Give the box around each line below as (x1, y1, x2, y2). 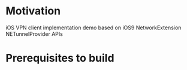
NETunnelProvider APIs (5, 30, 64, 37)
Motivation (5, 4, 61, 18)
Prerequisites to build (5, 51, 114, 65)
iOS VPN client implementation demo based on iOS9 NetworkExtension (5, 24, 182, 31)
